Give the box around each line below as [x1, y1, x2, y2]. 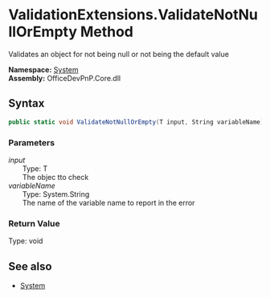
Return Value [8, 218, 60, 229]
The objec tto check [22, 172, 89, 182]
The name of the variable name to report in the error [22, 198, 195, 207]
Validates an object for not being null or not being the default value [8, 49, 229, 59]
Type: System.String [22, 189, 90, 198]
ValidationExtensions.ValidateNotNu [8, 6, 259, 24]
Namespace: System [8, 64, 79, 74]
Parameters [8, 137, 55, 148]
